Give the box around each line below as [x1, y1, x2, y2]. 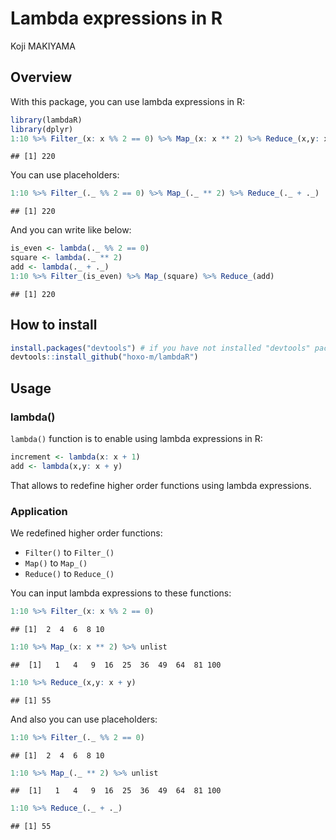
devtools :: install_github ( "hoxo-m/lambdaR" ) [10, 352, 199, 362]
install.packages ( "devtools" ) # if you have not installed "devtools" [10, 343, 311, 353]
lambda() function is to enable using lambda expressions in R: [10, 433, 263, 444]
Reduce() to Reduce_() [24, 568, 115, 580]
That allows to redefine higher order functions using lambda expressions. [10, 479, 312, 491]
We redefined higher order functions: [10, 527, 163, 539]
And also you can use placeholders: [10, 713, 158, 725]
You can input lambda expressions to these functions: [10, 587, 232, 599]
